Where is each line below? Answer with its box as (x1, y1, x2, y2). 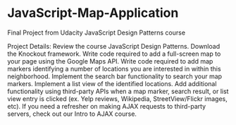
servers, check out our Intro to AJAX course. (7, 109, 137, 118)
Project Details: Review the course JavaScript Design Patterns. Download (7, 42, 221, 50)
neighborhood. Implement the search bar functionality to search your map (7, 72, 223, 81)
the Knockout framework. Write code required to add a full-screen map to (7, 49, 221, 58)
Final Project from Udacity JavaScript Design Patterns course (7, 28, 185, 37)
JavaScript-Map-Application (7, 5, 179, 21)
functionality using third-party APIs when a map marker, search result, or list (7, 87, 229, 95)
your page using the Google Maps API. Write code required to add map (7, 56, 213, 65)
